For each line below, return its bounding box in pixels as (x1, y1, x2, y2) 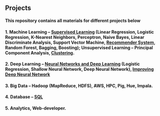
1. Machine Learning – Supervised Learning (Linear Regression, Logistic (5, 29, 154, 35)
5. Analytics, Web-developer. (5, 105, 66, 111)
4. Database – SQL (5, 94, 43, 100)
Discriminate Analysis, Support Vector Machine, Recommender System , (5, 39, 156, 45)
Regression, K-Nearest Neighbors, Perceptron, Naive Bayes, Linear (5, 34, 145, 40)
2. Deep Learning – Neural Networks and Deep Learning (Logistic (5, 61, 140, 67)
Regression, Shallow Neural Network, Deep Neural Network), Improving (5, 66, 154, 72)
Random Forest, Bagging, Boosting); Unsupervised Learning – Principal (5, 44, 153, 51)
